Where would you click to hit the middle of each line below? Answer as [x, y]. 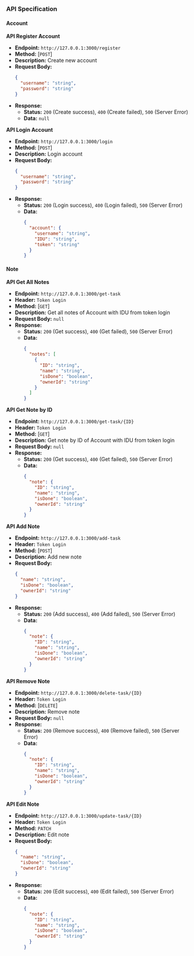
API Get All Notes [28, 282]
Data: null [36, 118]
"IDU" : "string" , [56, 239]
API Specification [32, 9]
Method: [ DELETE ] [36, 705]
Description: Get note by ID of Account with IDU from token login [95, 440]
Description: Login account [49, 154]
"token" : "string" [57, 244]
